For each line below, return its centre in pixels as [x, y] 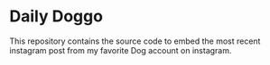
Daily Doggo [56, 16]
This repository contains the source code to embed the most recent [135, 41]
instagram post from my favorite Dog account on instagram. [121, 50]
